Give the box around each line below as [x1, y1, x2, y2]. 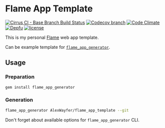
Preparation [5, 73, 35, 80]
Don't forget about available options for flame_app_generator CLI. [5, 117, 139, 123]
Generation [5, 97, 34, 104]
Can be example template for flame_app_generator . [5, 44, 110, 50]
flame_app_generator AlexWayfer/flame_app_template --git [5, 108, 129, 113]
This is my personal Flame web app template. [5, 34, 99, 40]
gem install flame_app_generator [5, 85, 75, 90]
